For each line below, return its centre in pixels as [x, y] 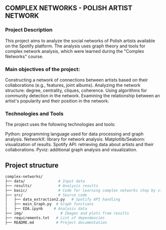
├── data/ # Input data [45, 181]
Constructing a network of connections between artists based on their [77, 80]
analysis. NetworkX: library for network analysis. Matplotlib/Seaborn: [75, 139]
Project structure [32, 165]
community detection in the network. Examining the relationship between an [83, 95]
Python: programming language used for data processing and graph [74, 134]
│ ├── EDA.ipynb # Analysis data [46, 209]
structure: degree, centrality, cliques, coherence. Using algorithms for [76, 90]
